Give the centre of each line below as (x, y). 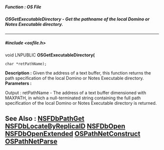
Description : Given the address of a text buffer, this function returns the (78, 73)
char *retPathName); (26, 64)
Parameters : (18, 83)
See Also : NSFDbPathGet (45, 119)
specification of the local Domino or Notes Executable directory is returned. (81, 103)
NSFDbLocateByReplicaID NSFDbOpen (65, 126)
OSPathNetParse (31, 141)
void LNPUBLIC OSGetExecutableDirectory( (50, 55)
